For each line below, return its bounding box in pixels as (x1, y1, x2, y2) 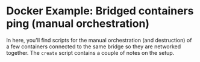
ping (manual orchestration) (6, 17, 149, 30)
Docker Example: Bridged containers (6, 4, 194, 18)
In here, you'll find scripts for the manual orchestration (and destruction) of (6, 36, 192, 44)
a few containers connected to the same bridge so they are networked (6, 43, 181, 50)
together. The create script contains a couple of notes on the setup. (6, 49, 175, 56)
